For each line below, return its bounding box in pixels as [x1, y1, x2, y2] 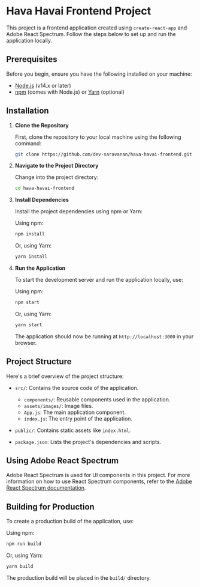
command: [14, 139, 42, 147]
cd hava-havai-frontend [14, 185, 75, 192]
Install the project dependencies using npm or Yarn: [14, 208, 143, 215]
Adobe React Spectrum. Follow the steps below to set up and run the [6, 30, 176, 37]
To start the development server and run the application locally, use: [14, 276, 184, 284]
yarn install [14, 254, 48, 260]
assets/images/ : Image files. [23, 402, 93, 409]
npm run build [6, 541, 42, 547]
